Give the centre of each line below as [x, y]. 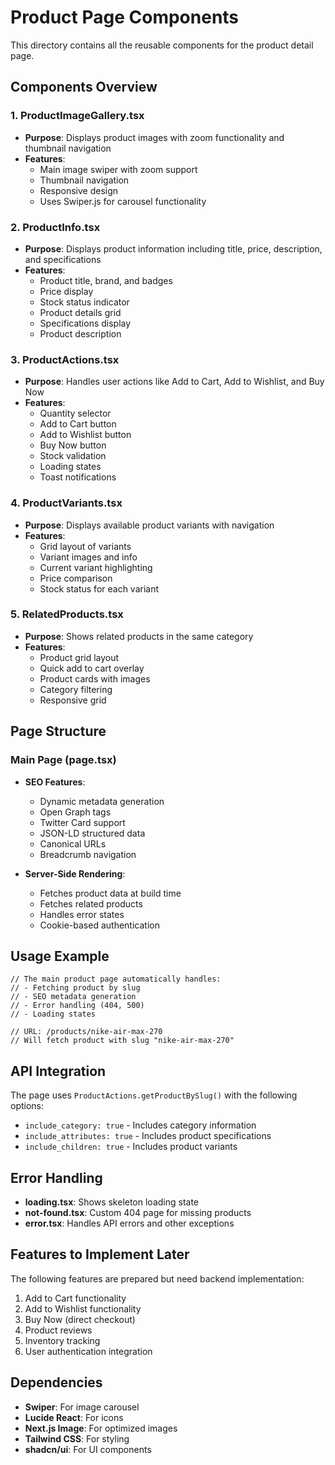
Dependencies [56, 1382]
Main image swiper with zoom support [118, 169]
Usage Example [60, 956]
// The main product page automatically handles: [116, 979]
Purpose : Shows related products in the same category [139, 636]
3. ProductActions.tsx [65, 359]
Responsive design [79, 190]
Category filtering [76, 689]
